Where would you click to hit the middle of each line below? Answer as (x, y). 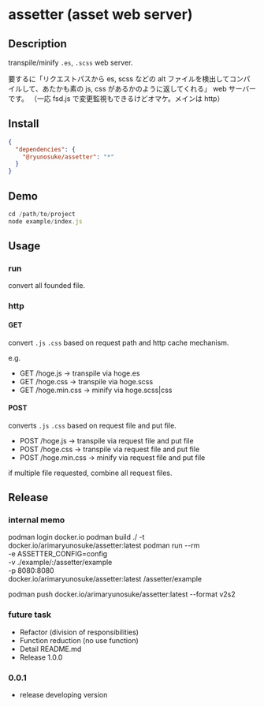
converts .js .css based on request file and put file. (93, 425)
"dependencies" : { (46, 149)
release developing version (63, 695)
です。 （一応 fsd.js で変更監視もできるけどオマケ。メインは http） (116, 99)
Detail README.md (50, 649)
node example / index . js (45, 221)
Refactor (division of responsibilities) (79, 632)
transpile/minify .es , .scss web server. (71, 62)
